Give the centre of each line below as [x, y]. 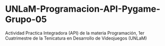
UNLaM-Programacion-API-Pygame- [83, 9]
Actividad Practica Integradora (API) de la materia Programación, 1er [75, 33]
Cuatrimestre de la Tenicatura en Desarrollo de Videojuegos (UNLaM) [76, 38]
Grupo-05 [26, 19]
